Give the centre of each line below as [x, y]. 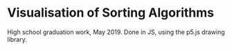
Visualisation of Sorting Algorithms [111, 13]
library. [17, 39]
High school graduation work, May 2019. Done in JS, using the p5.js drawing [116, 32]
